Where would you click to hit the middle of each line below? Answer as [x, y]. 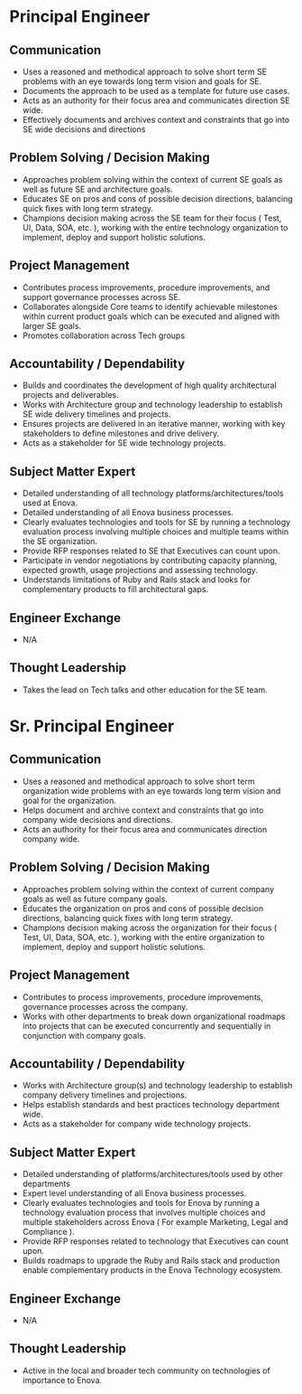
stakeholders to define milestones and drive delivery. [121, 433]
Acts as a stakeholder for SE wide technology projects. [124, 443]
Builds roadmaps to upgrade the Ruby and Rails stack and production [151, 1261]
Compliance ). [48, 1232]
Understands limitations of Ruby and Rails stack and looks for [136, 579]
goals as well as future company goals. [95, 899]
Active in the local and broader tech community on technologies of [146, 1370]
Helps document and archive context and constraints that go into [143, 810]
